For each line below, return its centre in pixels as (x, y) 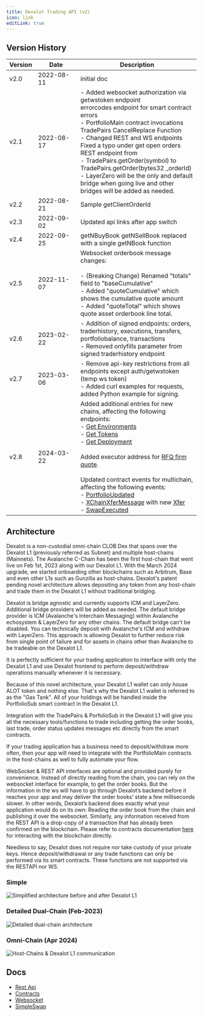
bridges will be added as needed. (128, 191)
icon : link (20, 18)
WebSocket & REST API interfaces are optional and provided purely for (94, 771)
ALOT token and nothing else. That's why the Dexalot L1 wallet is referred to (101, 691)
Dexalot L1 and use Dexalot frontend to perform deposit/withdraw (88, 666)
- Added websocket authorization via (134, 93)
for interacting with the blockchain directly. (60, 835)
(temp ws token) (104, 379)
